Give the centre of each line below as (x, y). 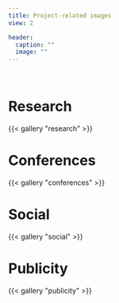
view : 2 (21, 23)
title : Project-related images (60, 15)
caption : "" (35, 44)
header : (21, 37)
